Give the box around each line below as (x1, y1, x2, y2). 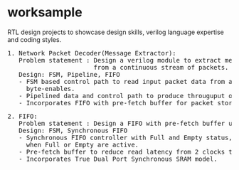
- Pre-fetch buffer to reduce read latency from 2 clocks (18, 147, 225, 156)
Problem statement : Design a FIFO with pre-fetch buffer (18, 119, 225, 127)
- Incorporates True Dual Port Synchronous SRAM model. (18, 154, 218, 163)
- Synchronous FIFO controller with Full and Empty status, (18, 133, 233, 142)
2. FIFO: (7, 112, 38, 120)
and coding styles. (7, 35, 62, 43)
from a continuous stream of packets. (93, 63, 229, 71)
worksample (7, 4, 83, 21)
